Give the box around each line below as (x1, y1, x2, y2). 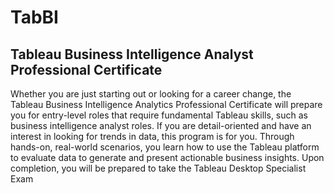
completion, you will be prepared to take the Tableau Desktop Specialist (10, 162, 307, 174)
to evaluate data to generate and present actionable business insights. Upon (10, 152, 325, 163)
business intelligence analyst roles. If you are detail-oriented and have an (10, 120, 312, 131)
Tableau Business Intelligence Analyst (10, 46, 254, 63)
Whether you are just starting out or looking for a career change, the (10, 88, 292, 100)
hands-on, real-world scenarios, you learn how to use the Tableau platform (10, 141, 320, 153)
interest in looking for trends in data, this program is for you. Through (10, 131, 295, 142)
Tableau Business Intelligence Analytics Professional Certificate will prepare (10, 99, 323, 110)
